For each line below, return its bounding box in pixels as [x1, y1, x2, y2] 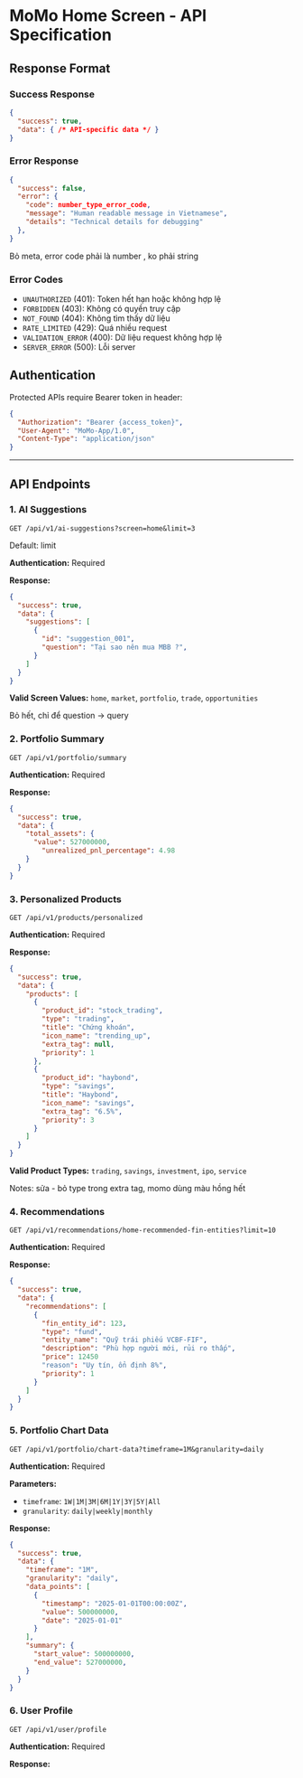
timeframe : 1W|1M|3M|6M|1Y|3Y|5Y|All [22, 1495, 161, 1506]
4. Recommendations [9, 1205, 106, 1218]
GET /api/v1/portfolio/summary [9, 753, 127, 762]
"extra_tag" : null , [41, 1040, 115, 1049]
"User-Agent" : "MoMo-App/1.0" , [17, 426, 135, 435]
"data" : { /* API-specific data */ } [17, 125, 160, 134]
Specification [9, 24, 113, 45]
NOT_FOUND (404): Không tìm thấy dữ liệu [22, 313, 171, 324]
